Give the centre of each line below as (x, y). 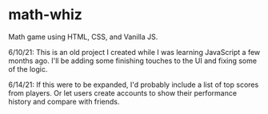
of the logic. (28, 69)
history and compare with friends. (64, 101)
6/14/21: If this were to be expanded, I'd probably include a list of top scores (134, 85)
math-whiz (45, 15)
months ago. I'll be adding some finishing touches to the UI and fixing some (133, 61)
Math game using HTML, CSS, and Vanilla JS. (83, 37)
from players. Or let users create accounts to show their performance (123, 92)
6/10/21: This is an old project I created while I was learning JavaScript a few (134, 52)
